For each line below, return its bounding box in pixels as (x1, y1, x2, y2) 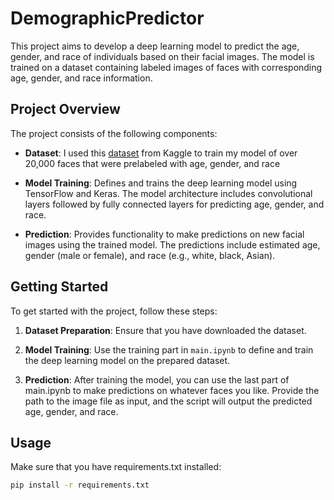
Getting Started (10, 278, 109, 296)
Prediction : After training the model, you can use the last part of (24, 373, 290, 386)
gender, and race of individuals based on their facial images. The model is (10, 50, 315, 62)
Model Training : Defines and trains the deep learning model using (24, 177, 298, 189)
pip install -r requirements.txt (10, 480, 150, 491)
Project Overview (10, 101, 121, 118)
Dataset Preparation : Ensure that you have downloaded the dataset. (24, 324, 307, 336)
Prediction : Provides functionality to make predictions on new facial (24, 228, 305, 240)
